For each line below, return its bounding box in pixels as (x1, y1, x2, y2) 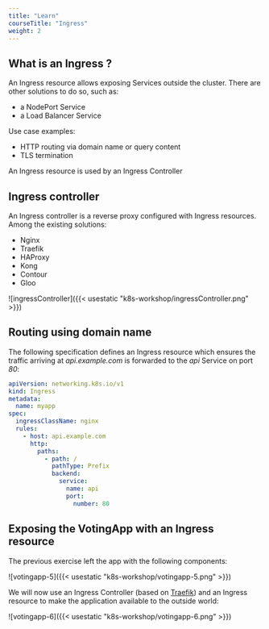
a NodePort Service (19, 102, 86, 112)
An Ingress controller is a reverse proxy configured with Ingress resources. (8, 211, 257, 220)
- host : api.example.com (23, 432, 106, 440)
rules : (15, 425, 38, 433)
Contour (19, 269, 48, 279)
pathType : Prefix (51, 462, 110, 470)
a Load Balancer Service (19, 110, 102, 121)
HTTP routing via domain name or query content (19, 142, 181, 152)
